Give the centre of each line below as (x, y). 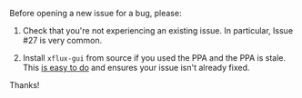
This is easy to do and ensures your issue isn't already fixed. (136, 68)
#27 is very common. (62, 40)
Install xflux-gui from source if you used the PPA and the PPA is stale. (154, 58)
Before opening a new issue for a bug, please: (96, 13)
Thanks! (25, 85)
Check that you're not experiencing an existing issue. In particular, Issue (158, 30)
